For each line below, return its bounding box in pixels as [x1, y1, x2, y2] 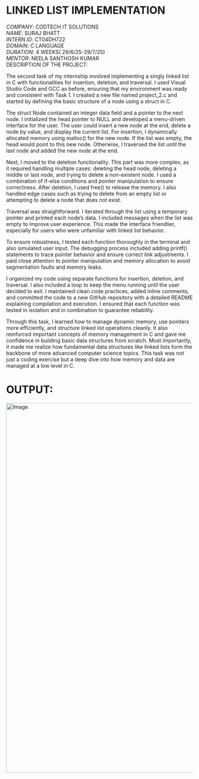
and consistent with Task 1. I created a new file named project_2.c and [6, 91, 178, 98]
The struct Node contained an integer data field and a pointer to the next [6, 109, 184, 116]
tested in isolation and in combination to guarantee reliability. [6, 306, 155, 313]
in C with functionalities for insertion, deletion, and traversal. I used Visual [6, 78, 186, 86]
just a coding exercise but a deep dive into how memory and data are [6, 355, 175, 363]
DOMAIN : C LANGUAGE [6, 42, 65, 49]
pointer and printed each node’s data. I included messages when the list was [6, 214, 193, 221]
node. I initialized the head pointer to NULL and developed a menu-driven [6, 115, 185, 122]
